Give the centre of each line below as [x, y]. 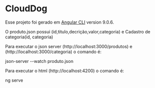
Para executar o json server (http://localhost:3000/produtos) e [69, 46]
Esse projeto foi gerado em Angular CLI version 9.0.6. [60, 22]
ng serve [14, 80]
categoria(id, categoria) [29, 37]
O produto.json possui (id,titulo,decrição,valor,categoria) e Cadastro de [78, 31]
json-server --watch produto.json [39, 61]
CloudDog [26, 9]
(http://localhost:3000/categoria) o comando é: [53, 52]
